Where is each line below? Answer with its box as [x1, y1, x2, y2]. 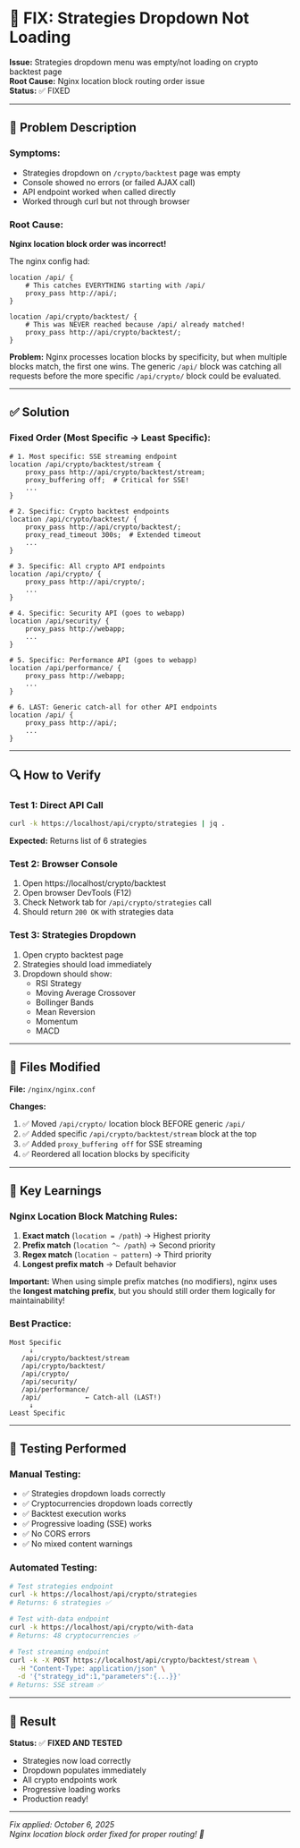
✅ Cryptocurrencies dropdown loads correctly [21, 1498, 194, 1509]
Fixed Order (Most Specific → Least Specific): [9, 431, 212, 444]
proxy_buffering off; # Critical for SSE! [25, 475, 190, 484]
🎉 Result [9, 1714, 56, 1729]
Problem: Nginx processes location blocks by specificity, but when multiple [9, 351, 287, 362]
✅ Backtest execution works [21, 1508, 127, 1520]
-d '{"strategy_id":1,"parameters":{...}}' [17, 1673, 181, 1682]
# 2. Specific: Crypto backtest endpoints [9, 507, 170, 515]
